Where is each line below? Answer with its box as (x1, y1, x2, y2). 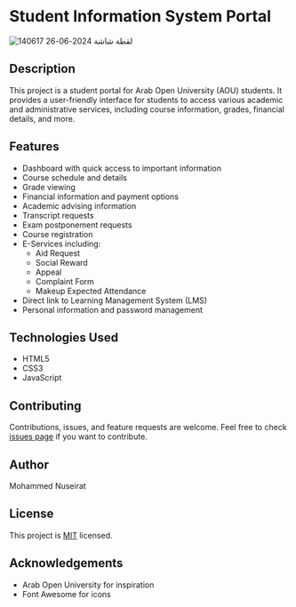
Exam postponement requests (21, 220, 132, 230)
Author (9, 457, 49, 472)
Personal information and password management (21, 304, 203, 315)
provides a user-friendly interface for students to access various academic (9, 94, 284, 105)
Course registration (21, 228, 93, 239)
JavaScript (21, 372, 62, 383)
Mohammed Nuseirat (9, 481, 86, 491)
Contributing (9, 398, 82, 413)
